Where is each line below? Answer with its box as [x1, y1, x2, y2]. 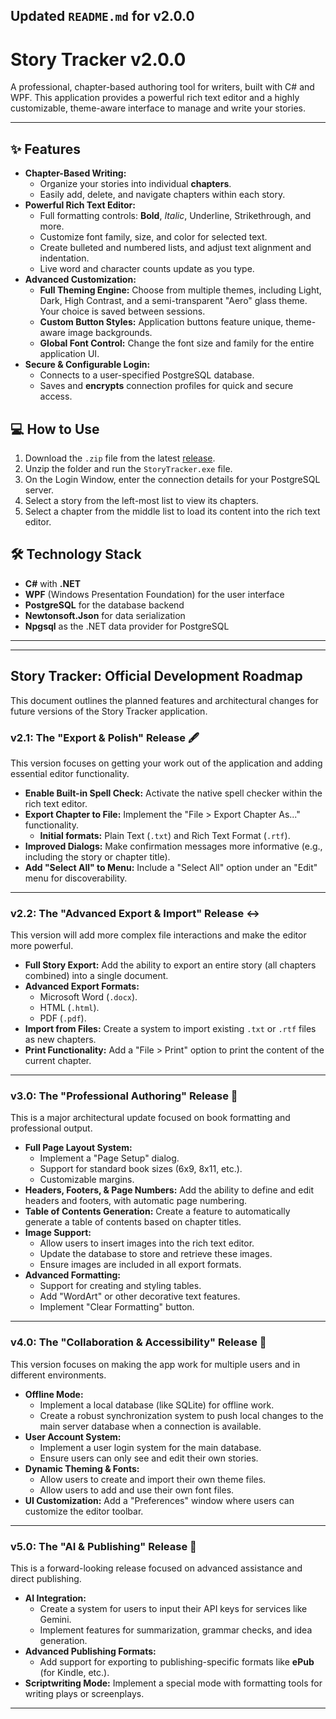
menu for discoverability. [24, 872, 128, 884]
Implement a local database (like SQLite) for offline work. [39, 1399, 275, 1411]
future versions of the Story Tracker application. [10, 705, 208, 717]
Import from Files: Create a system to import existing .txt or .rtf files [24, 1023, 317, 1035]
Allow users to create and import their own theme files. [39, 1473, 267, 1485]
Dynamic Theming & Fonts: [24, 1462, 140, 1474]
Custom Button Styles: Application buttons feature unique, [39, 316, 284, 328]
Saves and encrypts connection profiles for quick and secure [39, 380, 294, 392]
